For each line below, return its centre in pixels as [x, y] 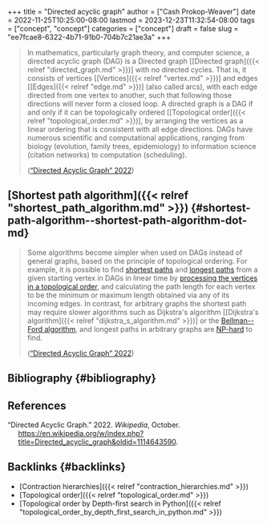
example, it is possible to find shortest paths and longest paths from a [142, 269]
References [37, 405]
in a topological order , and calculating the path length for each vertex [141, 286]
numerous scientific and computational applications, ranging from [136, 138]
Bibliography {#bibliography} [82, 379]
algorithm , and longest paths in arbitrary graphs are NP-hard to [149, 329]
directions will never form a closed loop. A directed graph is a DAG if [140, 104]
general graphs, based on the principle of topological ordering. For [137, 260]
